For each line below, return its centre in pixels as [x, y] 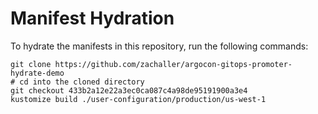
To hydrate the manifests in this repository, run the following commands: [159, 46]
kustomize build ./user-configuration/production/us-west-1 [138, 99]
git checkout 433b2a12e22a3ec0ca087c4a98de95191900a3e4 [129, 90]
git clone [31, 64]
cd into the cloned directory [82, 82]
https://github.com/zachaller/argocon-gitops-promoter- [173, 64]
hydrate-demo [37, 73]
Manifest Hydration [92, 18]
